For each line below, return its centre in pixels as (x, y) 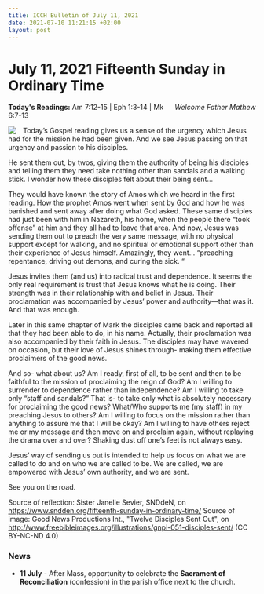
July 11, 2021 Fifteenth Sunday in (117, 69)
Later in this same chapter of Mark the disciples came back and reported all (130, 325)
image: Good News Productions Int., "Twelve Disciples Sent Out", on (119, 519)
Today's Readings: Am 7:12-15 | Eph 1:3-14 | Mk (86, 108)
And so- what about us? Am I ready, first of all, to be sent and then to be (125, 374)
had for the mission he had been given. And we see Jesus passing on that (128, 139)
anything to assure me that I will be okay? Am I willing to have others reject (129, 424)
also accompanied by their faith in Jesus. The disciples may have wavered (128, 341)
